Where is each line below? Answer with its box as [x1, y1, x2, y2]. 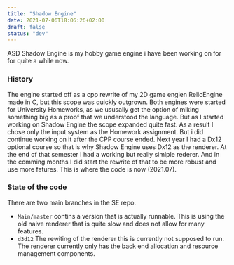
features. [17, 226, 44, 235]
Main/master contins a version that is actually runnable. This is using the [17, 212, 225, 220]
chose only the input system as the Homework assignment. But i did [7, 127, 204, 136]
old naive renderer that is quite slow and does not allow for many [17, 219, 205, 228]
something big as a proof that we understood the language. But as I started [7, 112, 224, 121]
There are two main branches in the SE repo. [7, 198, 137, 207]
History [7, 75, 34, 84]
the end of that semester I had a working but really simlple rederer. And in [7, 150, 220, 158]
